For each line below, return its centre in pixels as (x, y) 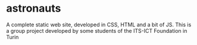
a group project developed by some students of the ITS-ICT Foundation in (97, 30)
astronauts (34, 8)
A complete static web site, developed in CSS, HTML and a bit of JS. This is (99, 25)
